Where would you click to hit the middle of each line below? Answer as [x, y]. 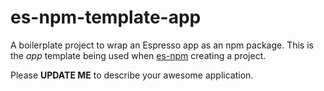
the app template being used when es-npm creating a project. [138, 55]
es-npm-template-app [106, 17]
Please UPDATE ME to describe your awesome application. [132, 75]
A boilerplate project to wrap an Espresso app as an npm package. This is [162, 45]
